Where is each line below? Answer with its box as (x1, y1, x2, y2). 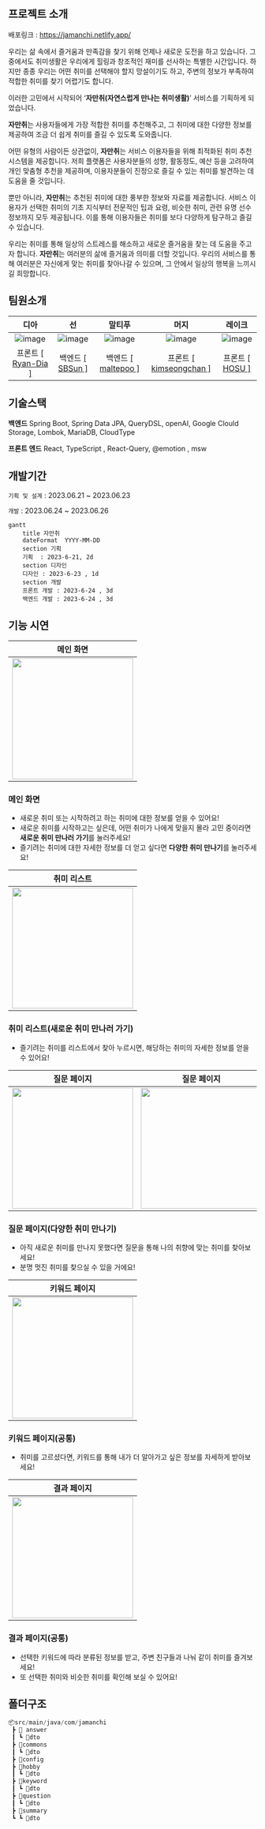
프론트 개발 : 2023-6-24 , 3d (22, 587, 114, 595)
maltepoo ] (99, 362, 140, 373)
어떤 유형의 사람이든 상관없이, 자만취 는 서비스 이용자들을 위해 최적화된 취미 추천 (8, 146, 252, 155)
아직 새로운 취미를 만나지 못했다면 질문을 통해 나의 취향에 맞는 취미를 (19, 1242, 230, 1252)
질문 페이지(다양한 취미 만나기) (8, 1223, 117, 1234)
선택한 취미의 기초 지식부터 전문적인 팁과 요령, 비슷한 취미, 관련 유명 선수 (28, 202, 252, 211)
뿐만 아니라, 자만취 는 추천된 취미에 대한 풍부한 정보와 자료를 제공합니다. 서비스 (8, 193, 248, 202)
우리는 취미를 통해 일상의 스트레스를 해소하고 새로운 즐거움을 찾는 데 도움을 (8, 239, 238, 249)
